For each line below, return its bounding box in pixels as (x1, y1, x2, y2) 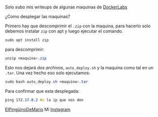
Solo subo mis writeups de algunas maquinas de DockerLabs (5, 4, 127, 10)
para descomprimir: (5, 46, 45, 52)
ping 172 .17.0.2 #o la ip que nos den (5, 97, 84, 102)
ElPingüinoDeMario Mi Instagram (5, 106, 71, 112)
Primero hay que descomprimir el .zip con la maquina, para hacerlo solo (5, 23, 151, 29)
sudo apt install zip (5, 38, 49, 42)
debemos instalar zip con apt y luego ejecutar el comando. (5, 28, 123, 34)
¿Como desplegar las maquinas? (5, 14, 70, 19)
